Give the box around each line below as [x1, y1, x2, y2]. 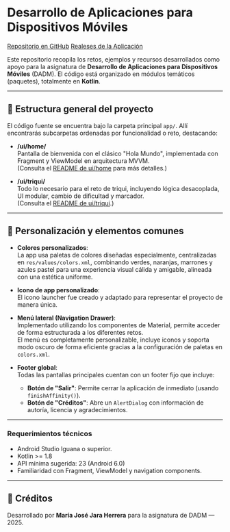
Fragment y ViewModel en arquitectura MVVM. [16, 156, 150, 165]
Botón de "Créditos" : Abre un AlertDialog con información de [27, 398, 204, 407]
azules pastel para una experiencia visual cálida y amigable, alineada [16, 265, 212, 273]
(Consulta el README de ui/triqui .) [16, 199, 114, 207]
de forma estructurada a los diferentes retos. [16, 328, 144, 336]
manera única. [16, 300, 58, 309]
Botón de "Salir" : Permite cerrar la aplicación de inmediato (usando [27, 383, 219, 392]
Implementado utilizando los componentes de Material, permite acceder [16, 320, 220, 329]
